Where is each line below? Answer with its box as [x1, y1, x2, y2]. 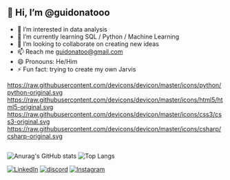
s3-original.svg [7, 117, 50, 126]
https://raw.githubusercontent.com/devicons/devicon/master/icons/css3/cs [7, 110, 222, 118]
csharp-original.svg [7, 132, 63, 140]
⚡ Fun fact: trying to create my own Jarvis [17, 65, 136, 73]
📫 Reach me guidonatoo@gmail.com [17, 47, 123, 56]
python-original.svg [7, 88, 63, 96]
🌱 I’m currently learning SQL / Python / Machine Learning [17, 32, 180, 41]
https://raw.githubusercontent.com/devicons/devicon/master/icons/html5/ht [7, 95, 223, 104]
